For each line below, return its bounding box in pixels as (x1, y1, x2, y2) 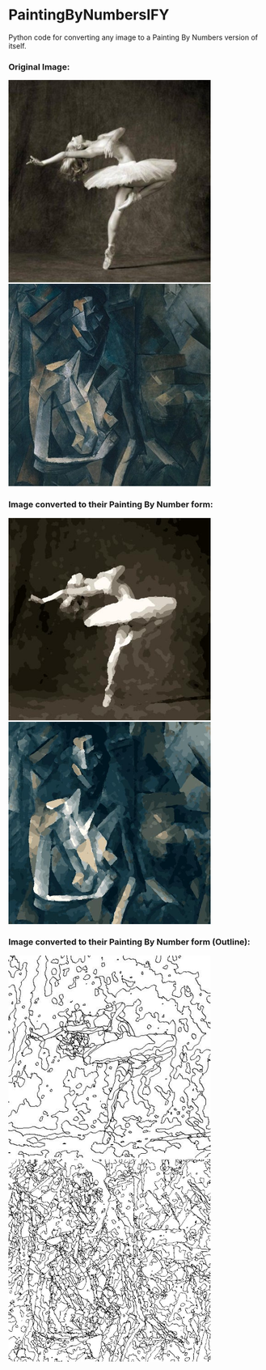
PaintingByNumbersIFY (8, 6, 170, 24)
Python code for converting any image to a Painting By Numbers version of (8, 32, 259, 42)
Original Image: (8, 61, 70, 72)
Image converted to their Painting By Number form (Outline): (8, 936, 251, 948)
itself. (8, 40, 27, 50)
